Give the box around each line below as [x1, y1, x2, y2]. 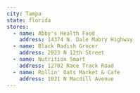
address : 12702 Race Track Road [19, 62, 114, 69]
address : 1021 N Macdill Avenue [19, 75, 114, 83]
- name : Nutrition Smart [13, 56, 86, 63]
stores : [6, 23, 30, 30]
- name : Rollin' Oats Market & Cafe [13, 69, 120, 76]
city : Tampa [6, 10, 42, 17]
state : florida [6, 17, 51, 24]
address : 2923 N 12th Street [19, 50, 105, 57]
